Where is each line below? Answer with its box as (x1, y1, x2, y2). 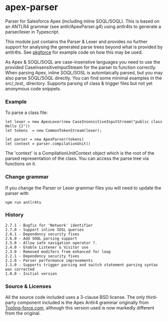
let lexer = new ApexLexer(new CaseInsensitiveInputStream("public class (5, 120, 163, 125)
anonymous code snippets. (5, 85, 62, 91)
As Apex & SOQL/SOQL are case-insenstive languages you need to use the (5, 59, 160, 65)
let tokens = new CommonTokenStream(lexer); (5, 128, 102, 133)
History (5, 211, 24, 219)
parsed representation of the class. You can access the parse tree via (5, 155, 149, 162)
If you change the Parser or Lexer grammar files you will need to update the (5, 185, 161, 191)
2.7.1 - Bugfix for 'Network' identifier (5, 223, 93, 228)
